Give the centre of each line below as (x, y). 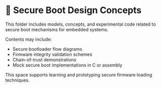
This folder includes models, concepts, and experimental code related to (80, 24)
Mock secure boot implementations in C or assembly (67, 65)
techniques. (17, 80)
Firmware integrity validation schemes (52, 54)
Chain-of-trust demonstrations (44, 59)
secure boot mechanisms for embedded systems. (57, 29)
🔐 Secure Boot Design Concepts (73, 10)
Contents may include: (29, 39)
